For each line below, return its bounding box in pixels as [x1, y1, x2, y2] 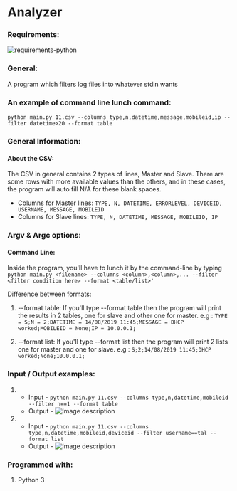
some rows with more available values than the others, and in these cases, [7, 177, 226, 186]
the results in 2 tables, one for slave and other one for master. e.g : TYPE [17, 311, 228, 320]
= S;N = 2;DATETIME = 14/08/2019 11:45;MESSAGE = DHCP [17, 319, 184, 326]
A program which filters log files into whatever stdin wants [7, 80, 178, 88]
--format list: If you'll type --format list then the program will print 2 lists [17, 337, 228, 346]
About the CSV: [7, 154, 55, 162]
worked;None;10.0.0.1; [17, 353, 85, 360]
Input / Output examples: [7, 369, 95, 379]
